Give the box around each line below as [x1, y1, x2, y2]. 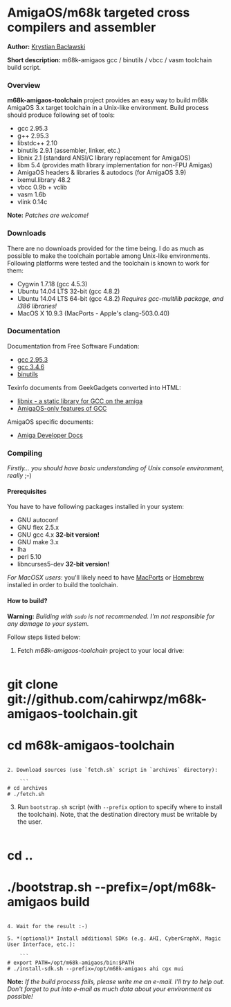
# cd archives [7, 784, 48, 791]
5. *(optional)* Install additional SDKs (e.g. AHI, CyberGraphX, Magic [7, 935, 221, 942]
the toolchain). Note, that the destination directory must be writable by [17, 810, 218, 818]
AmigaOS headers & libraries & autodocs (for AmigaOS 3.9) [17, 168, 187, 177]
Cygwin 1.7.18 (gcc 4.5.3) [17, 279, 88, 288]
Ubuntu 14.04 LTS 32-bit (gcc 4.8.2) [17, 287, 120, 295]
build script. [7, 63, 41, 71]
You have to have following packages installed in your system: [7, 503, 185, 511]
